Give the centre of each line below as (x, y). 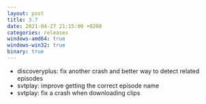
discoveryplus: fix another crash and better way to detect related (108, 71)
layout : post (26, 13)
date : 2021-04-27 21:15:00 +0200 (55, 26)
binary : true (26, 52)
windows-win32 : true (36, 45)
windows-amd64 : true (36, 39)
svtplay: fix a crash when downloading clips (78, 92)
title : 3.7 (23, 20)
